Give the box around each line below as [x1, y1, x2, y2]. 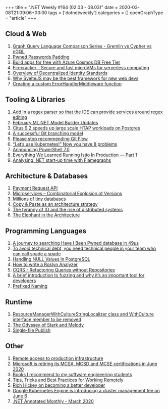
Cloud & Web [5, 30, 47, 38]
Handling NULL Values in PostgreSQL [12, 256, 91, 262]
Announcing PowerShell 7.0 [12, 146, 70, 152]
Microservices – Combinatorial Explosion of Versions [12, 191, 123, 197]
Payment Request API [12, 185, 58, 191]
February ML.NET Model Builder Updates [12, 119, 98, 125]
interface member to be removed [12, 316, 82, 323]
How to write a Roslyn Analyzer [12, 261, 78, 267]
